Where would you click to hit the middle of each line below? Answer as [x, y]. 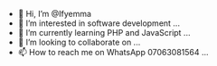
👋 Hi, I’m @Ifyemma [55, 14]
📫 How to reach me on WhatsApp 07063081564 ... [113, 52]
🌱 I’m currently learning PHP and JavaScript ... [104, 33]
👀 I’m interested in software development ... [99, 23]
